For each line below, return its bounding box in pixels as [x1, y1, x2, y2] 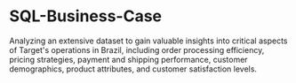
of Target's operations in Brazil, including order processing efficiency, [9, 44, 265, 55]
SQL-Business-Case [9, 6, 163, 26]
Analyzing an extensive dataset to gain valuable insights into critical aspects [9, 35, 288, 46]
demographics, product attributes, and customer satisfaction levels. [9, 64, 258, 74]
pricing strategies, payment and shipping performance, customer [9, 54, 248, 64]
